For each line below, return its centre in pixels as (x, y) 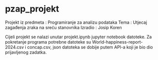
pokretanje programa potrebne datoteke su (48, 42)
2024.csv (15, 47)
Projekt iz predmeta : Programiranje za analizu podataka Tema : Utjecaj (76, 22)
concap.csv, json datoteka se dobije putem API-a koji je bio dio (90, 47)
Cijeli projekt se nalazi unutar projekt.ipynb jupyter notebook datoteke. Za (79, 37)
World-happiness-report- (117, 42)
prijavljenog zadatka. (26, 52)
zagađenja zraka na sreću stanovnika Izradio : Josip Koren (64, 27)
